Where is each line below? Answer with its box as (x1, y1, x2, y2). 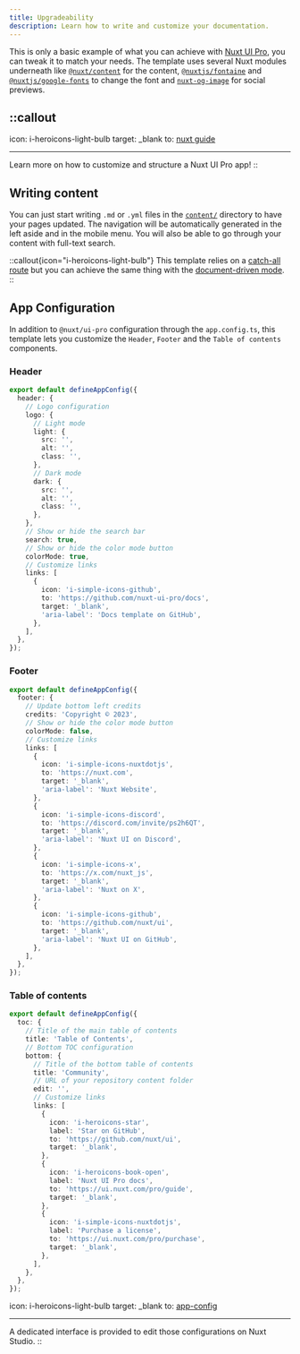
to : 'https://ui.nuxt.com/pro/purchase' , (48, 1235, 205, 1244)
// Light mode (32, 418, 87, 428)
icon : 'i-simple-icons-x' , (41, 860, 142, 869)
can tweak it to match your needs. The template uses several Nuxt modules (9, 56, 287, 66)
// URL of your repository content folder (32, 1076, 194, 1085)
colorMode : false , (25, 726, 94, 735)
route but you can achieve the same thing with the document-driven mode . (9, 265, 285, 276)
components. (9, 342, 58, 354)
